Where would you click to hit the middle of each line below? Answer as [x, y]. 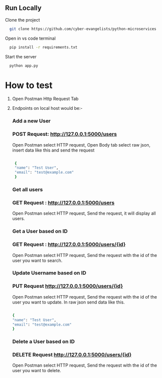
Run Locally [23, 8]
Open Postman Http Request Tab [45, 99]
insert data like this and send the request [53, 150]
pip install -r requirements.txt [44, 47]
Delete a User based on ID [43, 342]
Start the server [21, 56]
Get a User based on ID [40, 231]
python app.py [24, 66]
